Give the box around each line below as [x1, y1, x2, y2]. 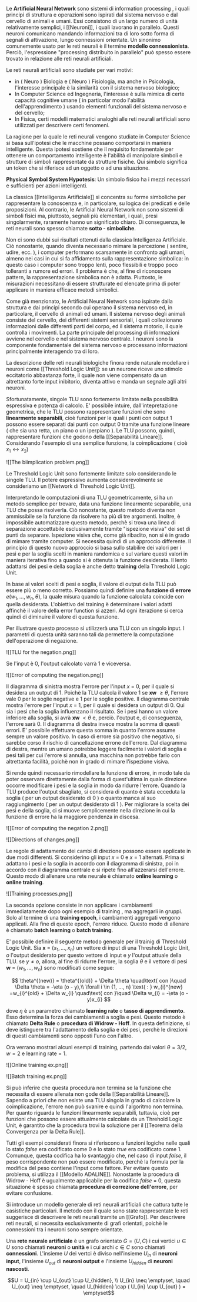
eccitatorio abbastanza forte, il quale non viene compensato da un [6, 372, 167, 379]
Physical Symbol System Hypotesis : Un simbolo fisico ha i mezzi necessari [6, 176, 191, 183]
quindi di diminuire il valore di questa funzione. [6, 613, 119, 620]
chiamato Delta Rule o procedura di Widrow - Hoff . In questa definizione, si [6, 1020, 190, 1027]
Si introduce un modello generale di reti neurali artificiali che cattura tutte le [6, 1201, 189, 1208]
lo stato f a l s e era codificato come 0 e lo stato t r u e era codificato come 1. [6, 1146, 182, 1153]
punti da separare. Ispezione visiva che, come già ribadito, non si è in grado [6, 531, 190, 538]
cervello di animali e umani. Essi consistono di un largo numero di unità [6, 18, 178, 24]
